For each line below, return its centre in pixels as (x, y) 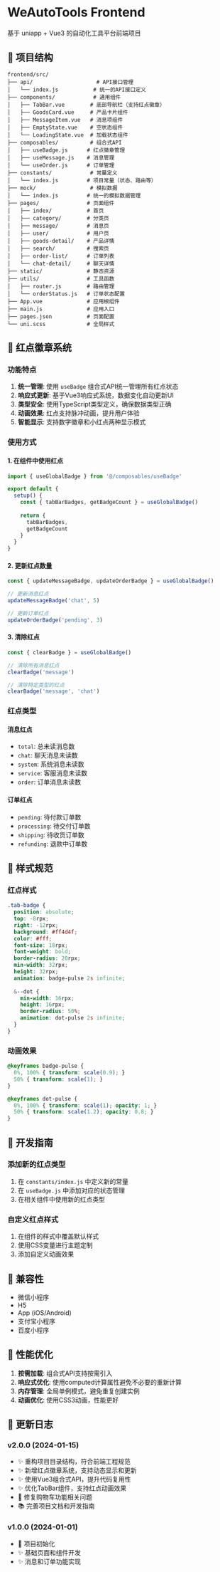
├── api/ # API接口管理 (70, 82)
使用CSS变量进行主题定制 (55, 1245)
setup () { (28, 496)
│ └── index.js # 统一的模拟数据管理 (74, 195)
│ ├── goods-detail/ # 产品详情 (61, 241)
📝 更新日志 (30, 1425)
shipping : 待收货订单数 (51, 834)
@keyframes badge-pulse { (45, 1066)
